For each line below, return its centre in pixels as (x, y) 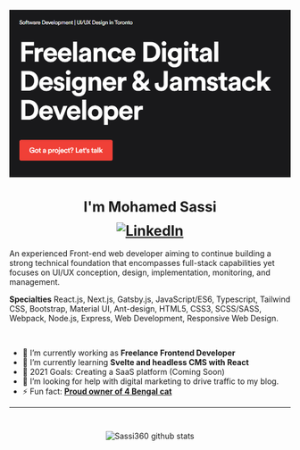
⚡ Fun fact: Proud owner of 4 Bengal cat (97, 391)
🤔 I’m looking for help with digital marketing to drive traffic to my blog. (150, 381)
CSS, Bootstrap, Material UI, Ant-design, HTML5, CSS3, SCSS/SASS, (135, 308)
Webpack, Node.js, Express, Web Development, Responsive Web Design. (144, 318)
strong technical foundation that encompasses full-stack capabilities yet (142, 262)
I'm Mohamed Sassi (150, 207)
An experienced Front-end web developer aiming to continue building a (141, 253)
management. (35, 281)
